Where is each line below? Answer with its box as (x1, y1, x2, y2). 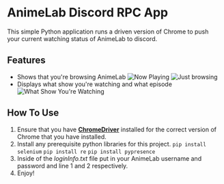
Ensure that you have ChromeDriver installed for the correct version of (16, 125, 217, 133)
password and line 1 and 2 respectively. (16, 161, 128, 170)
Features (7, 55, 46, 66)
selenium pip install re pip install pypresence (16, 148, 156, 155)
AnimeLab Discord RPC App (7, 5, 169, 21)
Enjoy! (16, 169, 35, 177)
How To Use (7, 107, 59, 119)
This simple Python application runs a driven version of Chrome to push (7, 27, 209, 36)
